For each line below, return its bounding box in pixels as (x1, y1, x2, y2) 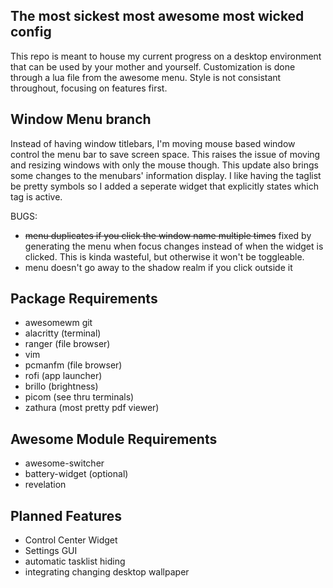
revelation (24, 479, 67, 491)
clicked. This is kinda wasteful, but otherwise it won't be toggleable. (24, 250, 305, 263)
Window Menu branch (10, 111, 152, 128)
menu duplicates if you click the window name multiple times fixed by (24, 229, 312, 241)
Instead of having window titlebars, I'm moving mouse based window (10, 137, 296, 149)
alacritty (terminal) (24, 327, 102, 339)
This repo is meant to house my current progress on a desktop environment (10, 50, 322, 62)
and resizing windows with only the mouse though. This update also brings (10, 159, 319, 171)
